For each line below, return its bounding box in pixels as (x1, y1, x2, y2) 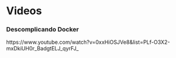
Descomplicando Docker (6, 25, 79, 34)
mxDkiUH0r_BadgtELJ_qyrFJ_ (6, 45, 79, 52)
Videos (6, 4, 42, 18)
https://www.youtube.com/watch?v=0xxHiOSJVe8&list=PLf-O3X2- (6, 38, 171, 46)
